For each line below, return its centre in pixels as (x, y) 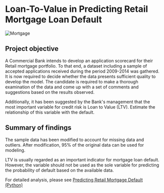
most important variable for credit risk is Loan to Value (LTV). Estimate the (80, 107)
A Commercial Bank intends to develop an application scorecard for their (79, 61)
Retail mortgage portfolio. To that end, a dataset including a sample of (76, 66)
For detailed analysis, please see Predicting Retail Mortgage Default (74, 180)
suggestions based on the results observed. (50, 92)
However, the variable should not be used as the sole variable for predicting (82, 165)
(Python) (14, 185)
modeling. (15, 150)
